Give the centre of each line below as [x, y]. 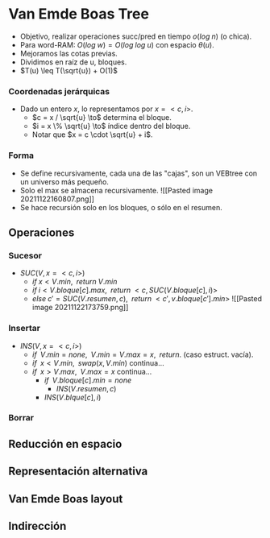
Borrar [21, 418]
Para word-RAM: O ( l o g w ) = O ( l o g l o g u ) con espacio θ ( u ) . [117, 44]
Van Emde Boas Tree [79, 14]
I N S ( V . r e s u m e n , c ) [86, 388]
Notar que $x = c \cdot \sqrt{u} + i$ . [92, 134]
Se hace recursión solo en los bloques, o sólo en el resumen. [121, 207]
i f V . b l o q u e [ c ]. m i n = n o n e [87, 380]
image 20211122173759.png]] [80, 308]
